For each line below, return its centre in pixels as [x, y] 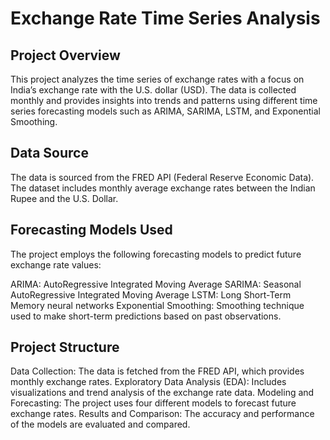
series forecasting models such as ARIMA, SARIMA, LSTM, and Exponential [166, 111]
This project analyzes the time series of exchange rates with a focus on [157, 79]
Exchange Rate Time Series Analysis [165, 18]
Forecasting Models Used [91, 230]
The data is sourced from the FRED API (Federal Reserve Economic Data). [162, 177]
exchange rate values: [56, 264]
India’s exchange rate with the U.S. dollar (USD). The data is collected [153, 90]
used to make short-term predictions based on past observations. [146, 316]
